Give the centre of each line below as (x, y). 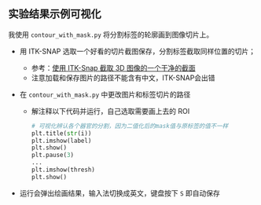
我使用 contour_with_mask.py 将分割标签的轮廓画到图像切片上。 (111, 35)
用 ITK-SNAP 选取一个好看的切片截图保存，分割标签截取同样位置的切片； (137, 51)
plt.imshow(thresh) (63, 170)
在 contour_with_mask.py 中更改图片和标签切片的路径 (105, 94)
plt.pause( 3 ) (53, 156)
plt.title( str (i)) (61, 133)
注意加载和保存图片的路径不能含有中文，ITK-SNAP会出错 (123, 78)
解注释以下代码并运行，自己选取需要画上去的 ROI (110, 111)
